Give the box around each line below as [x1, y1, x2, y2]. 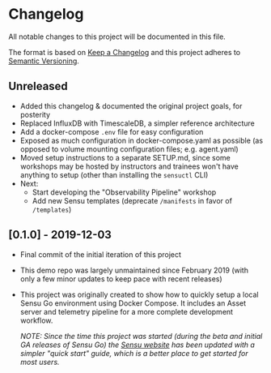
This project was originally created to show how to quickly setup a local [19, 289, 259, 299]
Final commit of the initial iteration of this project [19, 249, 182, 259]
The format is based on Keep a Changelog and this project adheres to [8, 47, 241, 57]
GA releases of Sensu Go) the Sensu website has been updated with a [19, 340, 255, 349]
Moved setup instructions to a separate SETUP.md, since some [19, 152, 231, 162]
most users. [19, 357, 60, 367]
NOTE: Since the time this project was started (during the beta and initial [19, 331, 263, 341]
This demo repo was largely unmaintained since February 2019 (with [19, 265, 249, 275]
